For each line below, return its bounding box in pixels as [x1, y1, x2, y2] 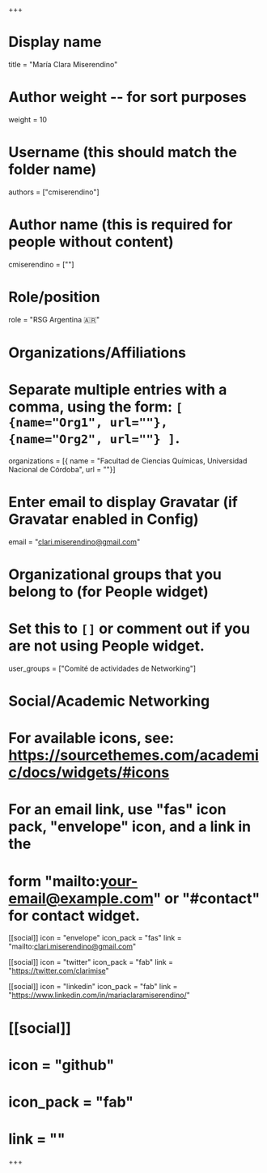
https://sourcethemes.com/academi [8, 746, 259, 765]
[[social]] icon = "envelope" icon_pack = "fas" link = [8, 933, 182, 943]
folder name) [8, 160, 97, 179]
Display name [8, 33, 102, 51]
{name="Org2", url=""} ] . [8, 429, 180, 448]
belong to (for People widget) [8, 582, 209, 600]
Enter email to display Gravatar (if [8, 493, 239, 511]
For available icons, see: [8, 729, 175, 748]
